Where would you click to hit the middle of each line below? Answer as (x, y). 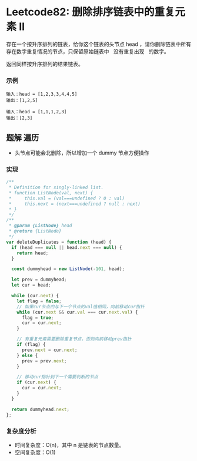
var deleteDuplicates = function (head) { (59, 242)
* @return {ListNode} (35, 231)
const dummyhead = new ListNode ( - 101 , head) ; (68, 269)
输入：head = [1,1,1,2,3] (36, 112)
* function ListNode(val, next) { (51, 193)
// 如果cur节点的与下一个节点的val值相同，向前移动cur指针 (81, 307)
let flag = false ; (39, 301)
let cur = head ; (31, 285)
